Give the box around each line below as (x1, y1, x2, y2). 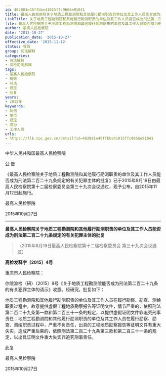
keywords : (5, 104, 26, 109)
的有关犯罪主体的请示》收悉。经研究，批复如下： (5, 286, 105, 292)
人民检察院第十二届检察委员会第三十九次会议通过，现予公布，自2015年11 (9, 184, 157, 189)
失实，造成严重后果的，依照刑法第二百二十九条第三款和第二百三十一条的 (5, 328, 152, 334)
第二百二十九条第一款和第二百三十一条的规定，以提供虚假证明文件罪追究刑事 (5, 310, 161, 316)
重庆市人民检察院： (5, 270, 44, 276)
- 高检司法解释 (5, 62, 32, 67)
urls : (5, 132, 16, 137)
